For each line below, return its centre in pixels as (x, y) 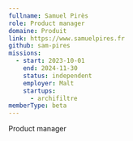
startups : (40, 91)
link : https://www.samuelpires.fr (67, 38)
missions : (25, 53)
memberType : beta (38, 106)
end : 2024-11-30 (51, 68)
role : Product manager (47, 23)
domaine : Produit (38, 31)
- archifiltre (54, 98)
